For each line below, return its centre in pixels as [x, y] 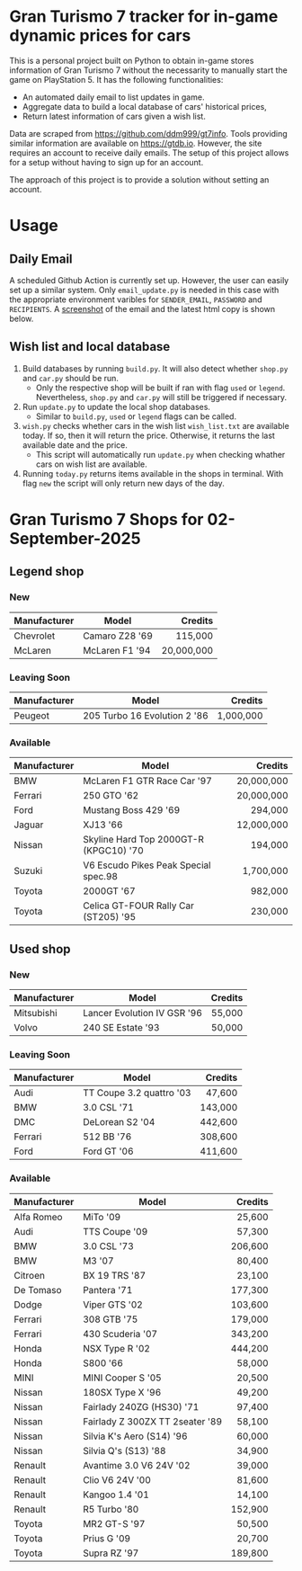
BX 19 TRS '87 [114, 1275]
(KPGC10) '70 [113, 851]
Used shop [40, 949]
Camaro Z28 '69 [117, 636]
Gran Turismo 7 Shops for [107, 519]
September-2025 [75, 538]
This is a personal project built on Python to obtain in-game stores [132, 60]
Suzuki [28, 871]
